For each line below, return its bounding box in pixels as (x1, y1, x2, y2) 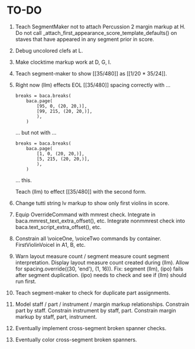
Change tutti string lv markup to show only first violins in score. (15, 199, 170, 207)
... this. (15, 177, 32, 184)
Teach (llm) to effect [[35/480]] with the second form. (15, 188, 147, 195)
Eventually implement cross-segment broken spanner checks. (15, 324, 167, 331)
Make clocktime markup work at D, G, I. (15, 58, 112, 66)
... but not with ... (15, 129, 57, 136)
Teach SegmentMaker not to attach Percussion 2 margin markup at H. (15, 23, 186, 30)
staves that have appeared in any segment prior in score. (15, 35, 154, 43)
